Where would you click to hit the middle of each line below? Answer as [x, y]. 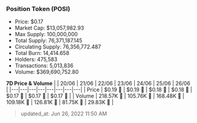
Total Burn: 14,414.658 [42, 53]
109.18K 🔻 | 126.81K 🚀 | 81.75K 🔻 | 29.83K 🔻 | [60, 102]
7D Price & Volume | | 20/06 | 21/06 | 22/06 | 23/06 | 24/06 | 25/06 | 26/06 [99, 83]
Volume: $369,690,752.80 [47, 72]
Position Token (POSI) [38, 9]
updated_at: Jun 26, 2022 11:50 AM [64, 114]
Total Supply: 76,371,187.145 [48, 41]
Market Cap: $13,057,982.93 [49, 28]
